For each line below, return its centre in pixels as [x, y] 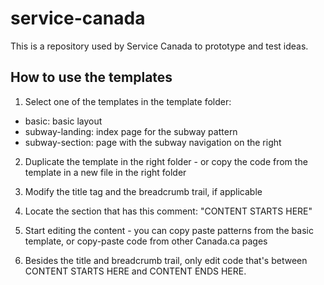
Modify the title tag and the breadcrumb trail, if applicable [143, 191]
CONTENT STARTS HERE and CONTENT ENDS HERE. [135, 271]
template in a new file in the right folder [105, 172]
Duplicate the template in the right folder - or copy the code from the [166, 161]
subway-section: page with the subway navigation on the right [153, 142]
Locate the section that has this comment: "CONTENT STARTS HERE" [168, 211]
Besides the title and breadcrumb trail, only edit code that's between [166, 260]
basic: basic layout [63, 121]
